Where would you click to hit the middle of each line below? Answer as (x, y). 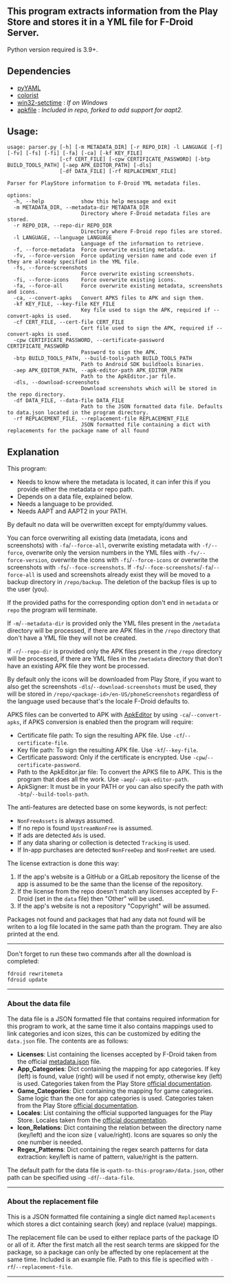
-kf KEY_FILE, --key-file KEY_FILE (64, 304)
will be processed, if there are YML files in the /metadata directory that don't (115, 659)
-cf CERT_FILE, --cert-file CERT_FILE (69, 322)
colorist (28, 95)
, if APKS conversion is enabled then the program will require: (107, 722)
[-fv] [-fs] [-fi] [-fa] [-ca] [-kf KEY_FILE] (75, 153)
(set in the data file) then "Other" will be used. (99, 899)
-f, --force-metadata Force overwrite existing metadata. (100, 250)
